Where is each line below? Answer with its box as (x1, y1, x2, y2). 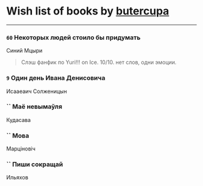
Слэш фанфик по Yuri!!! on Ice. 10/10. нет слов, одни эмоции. (21, 59, 177, 66)
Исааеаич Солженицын (6, 88, 68, 95)
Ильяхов (6, 174, 28, 181)
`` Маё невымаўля (6, 103, 62, 111)
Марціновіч (6, 145, 36, 152)
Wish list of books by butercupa (6, 4, 169, 18)
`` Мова (6, 131, 30, 139)
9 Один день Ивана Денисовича (6, 74, 106, 82)
